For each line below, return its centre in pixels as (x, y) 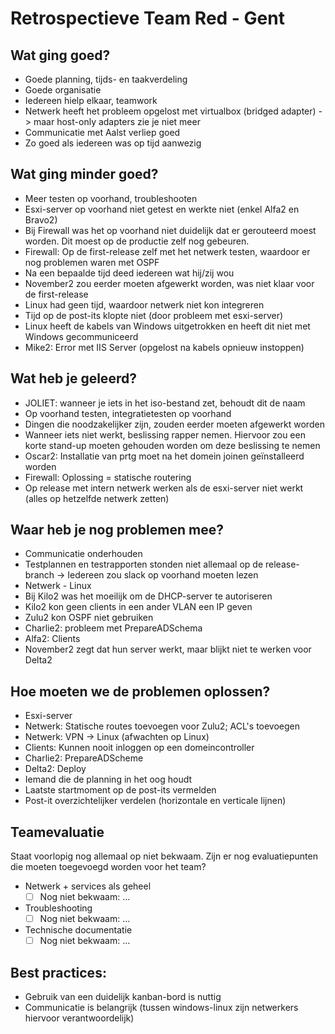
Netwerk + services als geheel (88, 886)
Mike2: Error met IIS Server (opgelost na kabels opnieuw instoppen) (164, 347)
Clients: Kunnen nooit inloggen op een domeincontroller (139, 748)
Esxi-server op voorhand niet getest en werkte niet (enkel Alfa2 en (162, 209)
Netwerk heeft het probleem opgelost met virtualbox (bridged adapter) (170, 111)
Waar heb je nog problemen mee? (117, 530)
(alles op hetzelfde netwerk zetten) (97, 498)
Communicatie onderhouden (83, 554)
